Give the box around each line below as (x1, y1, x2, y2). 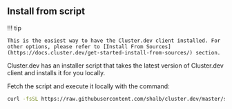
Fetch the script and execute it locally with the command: (7, 82, 171, 90)
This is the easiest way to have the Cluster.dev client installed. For (7, 37, 221, 44)
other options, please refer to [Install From (7, 43, 144, 50)
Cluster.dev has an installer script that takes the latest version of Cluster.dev (7, 61, 224, 70)
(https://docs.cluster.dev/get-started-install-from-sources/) (7, 49, 193, 56)
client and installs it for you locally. (7, 68, 106, 77)
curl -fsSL (7, 95, 39, 102)
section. (195, 49, 221, 56)
